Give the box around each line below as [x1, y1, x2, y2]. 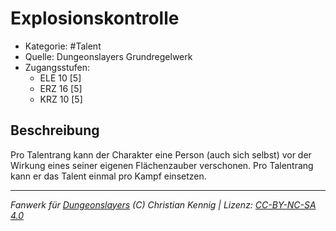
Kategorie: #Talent [24, 40, 102, 52]
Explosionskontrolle [10, 7, 180, 30]
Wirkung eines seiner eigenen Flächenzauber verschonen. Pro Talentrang [10, 159, 314, 171]
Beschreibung [10, 122, 100, 139]
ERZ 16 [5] [39, 82, 83, 94]
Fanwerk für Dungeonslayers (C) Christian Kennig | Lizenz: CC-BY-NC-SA [10, 198, 317, 211]
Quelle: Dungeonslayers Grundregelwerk [24, 50, 193, 62]
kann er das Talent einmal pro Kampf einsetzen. [10, 170, 207, 182]
